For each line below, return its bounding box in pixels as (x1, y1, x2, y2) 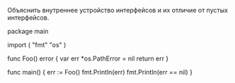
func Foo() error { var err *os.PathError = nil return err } (7, 54, 169, 63)
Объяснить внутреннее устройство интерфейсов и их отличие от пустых (7, 6, 229, 14)
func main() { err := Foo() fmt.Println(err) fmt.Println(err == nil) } (7, 68, 193, 76)
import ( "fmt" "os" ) (7, 41, 67, 49)
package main (7, 27, 49, 35)
